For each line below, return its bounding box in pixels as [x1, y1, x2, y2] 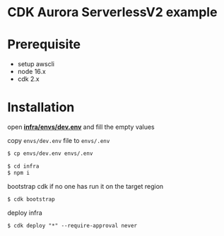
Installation [7, 99, 75, 116]
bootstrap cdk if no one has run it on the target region [7, 182, 164, 190]
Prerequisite [7, 37, 81, 53]
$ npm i [7, 169, 30, 176]
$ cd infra [7, 163, 40, 170]
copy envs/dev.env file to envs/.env [7, 137, 110, 145]
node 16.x [17, 68, 46, 76]
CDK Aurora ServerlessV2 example [7, 4, 218, 20]
